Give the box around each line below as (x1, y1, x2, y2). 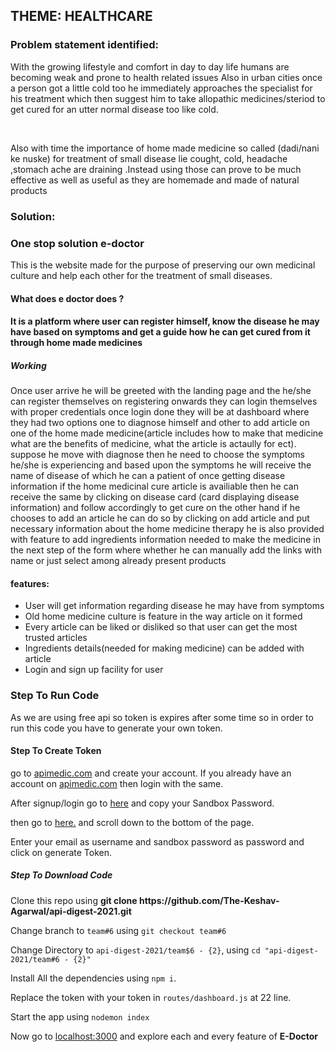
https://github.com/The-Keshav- (138, 894, 280, 906)
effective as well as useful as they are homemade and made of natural (10, 174, 300, 186)
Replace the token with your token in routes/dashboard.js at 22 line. (10, 991, 292, 1003)
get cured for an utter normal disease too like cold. (10, 103, 219, 115)
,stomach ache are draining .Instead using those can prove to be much (10, 163, 302, 175)
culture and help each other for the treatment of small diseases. (10, 269, 273, 281)
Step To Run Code (10, 689, 100, 703)
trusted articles (24, 632, 88, 644)
